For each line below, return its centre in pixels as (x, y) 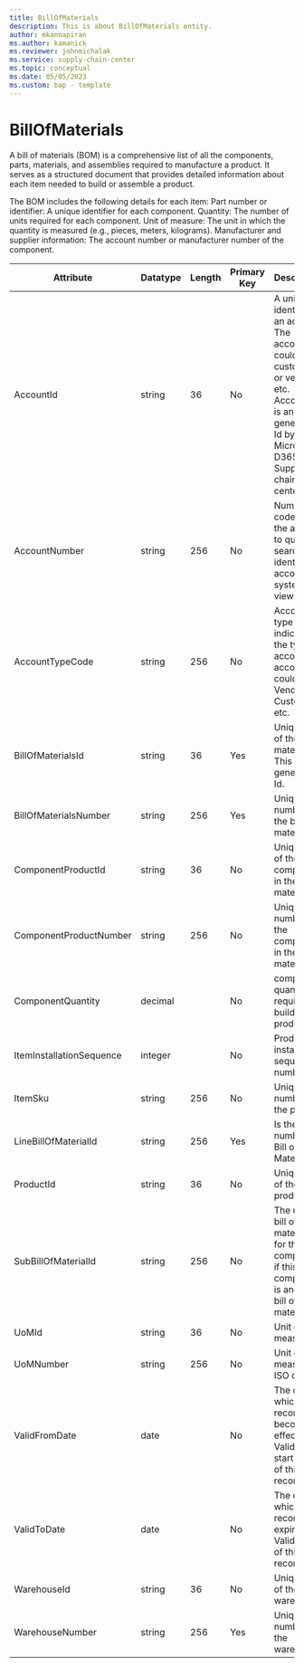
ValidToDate (40, 1529)
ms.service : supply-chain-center (72, 60)
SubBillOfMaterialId (55, 1261)
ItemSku (32, 1098)
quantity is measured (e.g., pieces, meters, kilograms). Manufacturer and (146, 230)
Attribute (73, 277)
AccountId (36, 395)
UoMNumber (42, 1364)
